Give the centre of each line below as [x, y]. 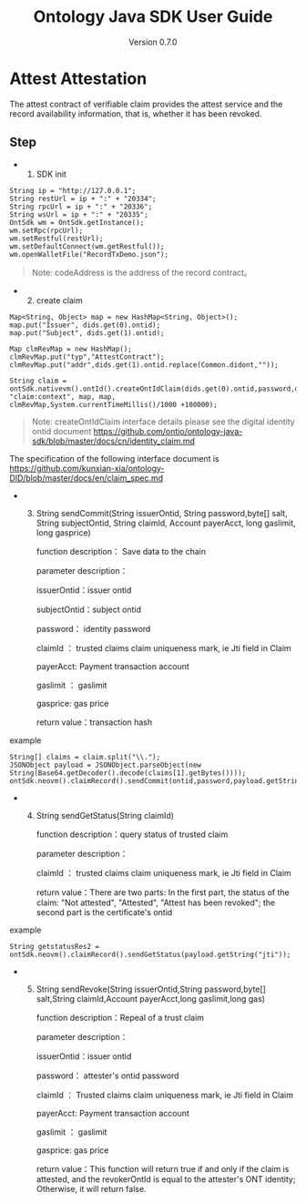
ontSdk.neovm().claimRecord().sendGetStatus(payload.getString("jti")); [150, 954]
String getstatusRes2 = [55, 946]
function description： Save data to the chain [121, 551]
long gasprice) [63, 532]
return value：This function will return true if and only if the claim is [163, 1168]
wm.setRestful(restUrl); [56, 239]
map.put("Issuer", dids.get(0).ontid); [85, 325]
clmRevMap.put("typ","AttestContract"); [87, 357]
